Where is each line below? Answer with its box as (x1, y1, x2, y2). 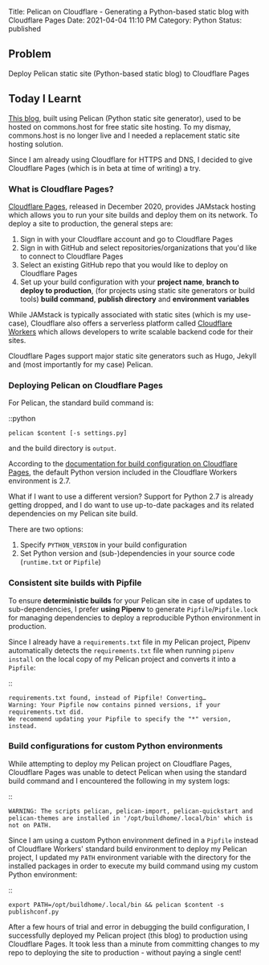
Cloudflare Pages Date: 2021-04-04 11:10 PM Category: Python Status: (8, 15, 243, 25)
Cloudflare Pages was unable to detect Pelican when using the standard (8, 767, 247, 777)
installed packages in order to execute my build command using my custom (8, 861, 259, 871)
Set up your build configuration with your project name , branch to (19, 277, 239, 287)
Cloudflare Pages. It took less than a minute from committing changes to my (8, 938, 260, 949)
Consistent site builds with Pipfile (8, 578, 142, 589)
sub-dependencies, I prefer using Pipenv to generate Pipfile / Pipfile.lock (8, 604, 259, 614)
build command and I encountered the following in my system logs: (8, 776, 230, 785)
